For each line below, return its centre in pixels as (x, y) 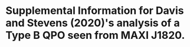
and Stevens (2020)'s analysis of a (93, 23)
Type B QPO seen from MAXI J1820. (95, 35)
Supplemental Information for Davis (95, 11)
